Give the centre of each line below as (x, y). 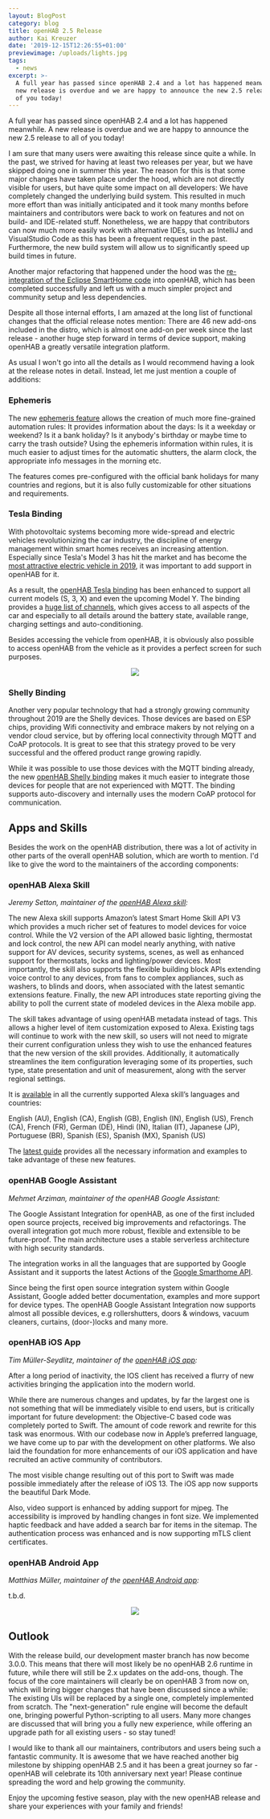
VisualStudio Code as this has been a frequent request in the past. (118, 239)
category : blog (34, 23)
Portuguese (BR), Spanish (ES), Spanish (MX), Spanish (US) (107, 1136)
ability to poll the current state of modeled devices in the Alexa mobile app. (133, 1004)
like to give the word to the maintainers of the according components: (123, 864)
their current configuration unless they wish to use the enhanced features (130, 1045)
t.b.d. (17, 1596)
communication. (35, 803)
